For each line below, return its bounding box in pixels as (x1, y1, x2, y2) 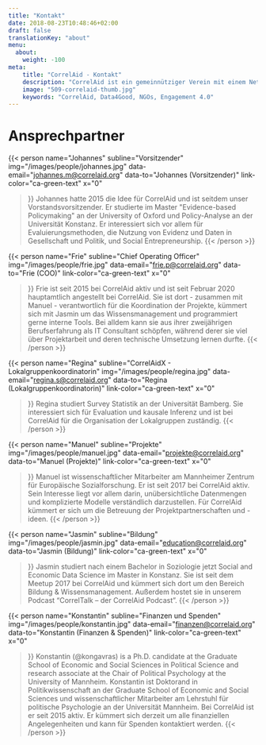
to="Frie (8, 268, 36, 278)
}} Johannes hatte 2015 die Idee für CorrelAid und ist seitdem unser (27, 194, 249, 203)
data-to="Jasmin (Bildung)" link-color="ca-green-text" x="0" (8, 546, 207, 556)
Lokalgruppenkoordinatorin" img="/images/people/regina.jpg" (8, 367, 211, 376)
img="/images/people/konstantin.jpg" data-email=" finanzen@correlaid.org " (8, 620, 256, 629)
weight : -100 (22, 56, 66, 64)
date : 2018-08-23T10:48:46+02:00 (8, 19, 119, 27)
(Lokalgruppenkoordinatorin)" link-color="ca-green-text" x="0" (8, 384, 215, 393)
